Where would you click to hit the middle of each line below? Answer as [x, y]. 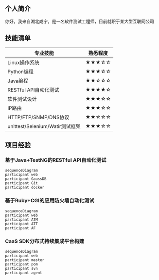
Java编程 [18, 81]
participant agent [24, 273]
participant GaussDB [26, 179]
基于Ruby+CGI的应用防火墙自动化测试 [50, 201]
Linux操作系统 [24, 62]
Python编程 [21, 71]
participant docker [25, 188]
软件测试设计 [22, 99]
